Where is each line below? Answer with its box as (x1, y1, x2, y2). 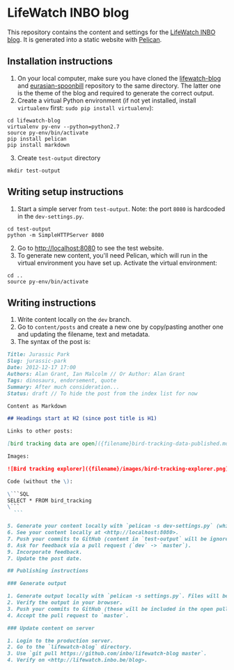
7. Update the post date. (7, 555, 82, 562)
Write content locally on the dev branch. (17, 315, 132, 324)
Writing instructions (7, 297, 96, 309)
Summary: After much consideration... (7, 383, 120, 391)
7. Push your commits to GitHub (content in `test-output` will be (7, 535, 208, 543)
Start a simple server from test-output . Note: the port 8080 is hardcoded (17, 204, 225, 213)
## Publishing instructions (7, 568, 89, 575)
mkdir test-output (7, 167, 61, 174)
